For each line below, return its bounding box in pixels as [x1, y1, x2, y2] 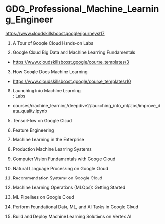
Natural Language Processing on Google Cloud [12, 165, 109, 171]
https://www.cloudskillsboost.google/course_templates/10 [12, 78, 131, 84]
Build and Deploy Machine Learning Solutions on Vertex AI [12, 213, 132, 219]
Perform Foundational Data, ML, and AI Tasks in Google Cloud [12, 204, 139, 210]
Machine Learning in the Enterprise [12, 136, 84, 142]
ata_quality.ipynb [12, 108, 47, 114]
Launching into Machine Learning [12, 88, 81, 93]
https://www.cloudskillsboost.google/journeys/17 [5, 30, 105, 36]
